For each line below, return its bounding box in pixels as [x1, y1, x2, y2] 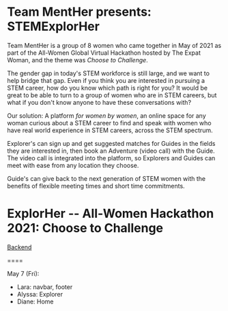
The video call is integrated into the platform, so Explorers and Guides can [7, 153, 216, 162]
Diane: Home [16, 297, 54, 306]
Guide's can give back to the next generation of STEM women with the [7, 174, 206, 182]
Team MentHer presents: [7, 4, 152, 20]
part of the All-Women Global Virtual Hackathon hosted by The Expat [7, 49, 201, 57]
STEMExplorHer [7, 18, 100, 34]
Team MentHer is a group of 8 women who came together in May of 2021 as [7, 41, 222, 49]
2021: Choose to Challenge [7, 221, 164, 236]
